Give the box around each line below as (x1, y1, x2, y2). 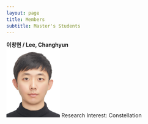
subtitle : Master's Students (6, 23, 81, 29)
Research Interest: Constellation (61, 112, 142, 119)
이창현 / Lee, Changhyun (6, 41, 68, 48)
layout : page (6, 10, 40, 16)
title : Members (6, 16, 45, 23)
